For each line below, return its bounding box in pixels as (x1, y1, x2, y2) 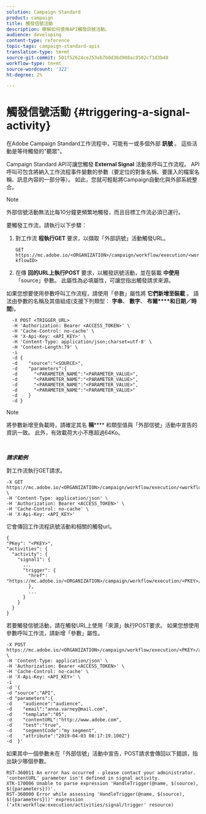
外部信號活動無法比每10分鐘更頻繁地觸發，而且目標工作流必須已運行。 (6, 209, 184, 216)
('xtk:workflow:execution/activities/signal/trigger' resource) (6, 802, 174, 808)
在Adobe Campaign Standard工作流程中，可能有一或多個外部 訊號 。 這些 (6, 140, 193, 147)
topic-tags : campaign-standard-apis (6, 44, 100, 50)
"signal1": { (17, 556, 51, 563)
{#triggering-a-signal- (73, 106, 191, 120)
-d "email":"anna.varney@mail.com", (6, 706, 109, 712)
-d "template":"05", (6, 712, 67, 718)
